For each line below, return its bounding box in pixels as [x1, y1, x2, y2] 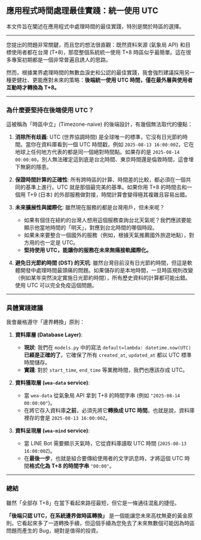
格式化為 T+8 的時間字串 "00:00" [29, 462, 109, 469]
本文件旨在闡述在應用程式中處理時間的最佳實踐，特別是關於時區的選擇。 [6, 23, 184, 30]
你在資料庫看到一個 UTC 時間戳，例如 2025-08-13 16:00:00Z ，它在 [31, 141, 194, 148]
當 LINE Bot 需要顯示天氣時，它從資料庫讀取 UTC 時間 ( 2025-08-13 [23, 440, 187, 447]
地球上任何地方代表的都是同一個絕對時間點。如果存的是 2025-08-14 [14, 149, 180, 156]
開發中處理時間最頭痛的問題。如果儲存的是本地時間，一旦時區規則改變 [20, 267, 193, 274]
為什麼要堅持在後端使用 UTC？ [6, 105, 95, 114]
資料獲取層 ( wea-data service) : [14, 379, 90, 387]
